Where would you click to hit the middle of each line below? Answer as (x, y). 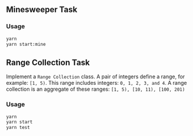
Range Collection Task (48, 62)
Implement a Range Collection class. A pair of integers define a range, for (96, 77)
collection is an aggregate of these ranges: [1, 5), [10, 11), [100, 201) (96, 89)
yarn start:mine (26, 44)
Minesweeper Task (42, 10)
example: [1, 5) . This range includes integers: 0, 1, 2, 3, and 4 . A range (96, 83)
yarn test (18, 128)
